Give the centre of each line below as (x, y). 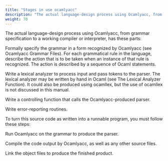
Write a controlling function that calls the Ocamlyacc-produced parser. (78, 99)
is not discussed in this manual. (37, 90)
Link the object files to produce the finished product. (59, 153)
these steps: (18, 124)
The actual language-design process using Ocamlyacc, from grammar (77, 33)
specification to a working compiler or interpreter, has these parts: (73, 38)
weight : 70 (16, 19)
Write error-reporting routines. (36, 109)
